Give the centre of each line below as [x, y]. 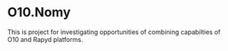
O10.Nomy [39, 12]
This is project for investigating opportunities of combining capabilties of [114, 32]
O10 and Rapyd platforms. [45, 39]
